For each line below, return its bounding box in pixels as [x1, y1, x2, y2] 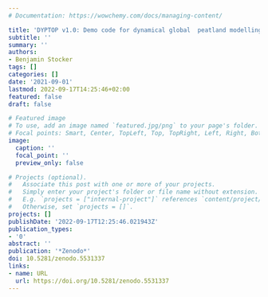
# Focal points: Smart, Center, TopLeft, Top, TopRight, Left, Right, [8, 129, 248, 138]
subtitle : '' [8, 33, 52, 41]
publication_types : [8, 225, 73, 233]
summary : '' [8, 41, 48, 49]
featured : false [8, 92, 62, 100]
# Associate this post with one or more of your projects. [8, 181, 216, 189]
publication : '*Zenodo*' [8, 248, 91, 256]
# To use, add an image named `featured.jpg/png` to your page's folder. [8, 122, 259, 130]
